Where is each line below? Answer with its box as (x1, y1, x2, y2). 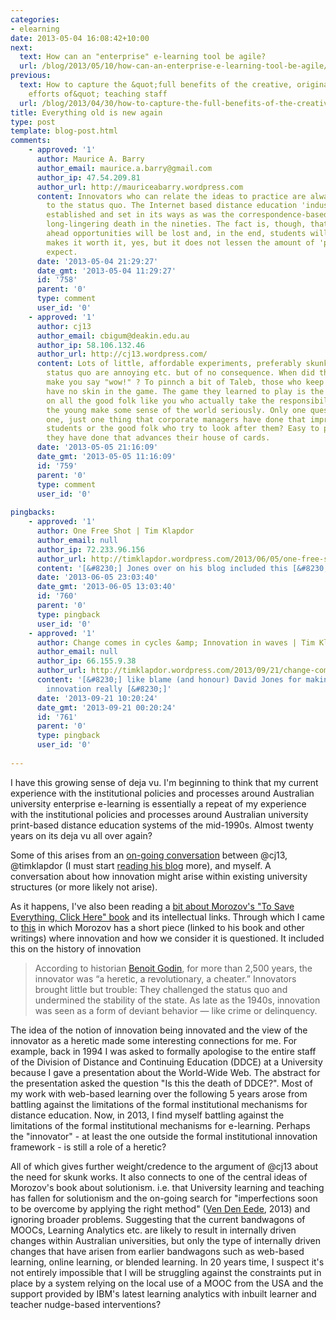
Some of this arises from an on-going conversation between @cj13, (10, 849, 288, 861)
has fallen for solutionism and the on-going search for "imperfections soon (10, 1192, 318, 1204)
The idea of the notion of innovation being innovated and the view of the (10, 1024, 308, 1036)
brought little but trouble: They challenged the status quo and (34, 983, 288, 995)
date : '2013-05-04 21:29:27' (36, 256, 159, 266)
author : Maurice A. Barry (36, 154, 145, 164)
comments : (10, 136, 52, 146)
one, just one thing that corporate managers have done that (46, 414, 307, 425)
